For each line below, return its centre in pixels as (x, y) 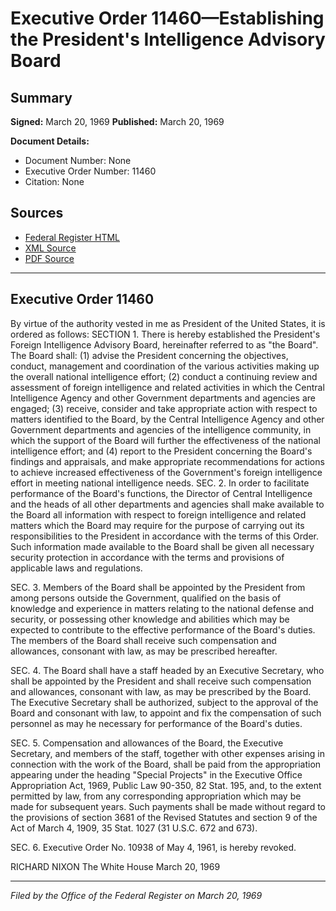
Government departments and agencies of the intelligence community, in (161, 429)
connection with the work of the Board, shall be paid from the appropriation (166, 764)
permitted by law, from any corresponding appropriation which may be (156, 796)
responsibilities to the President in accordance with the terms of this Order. (164, 536)
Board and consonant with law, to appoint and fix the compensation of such (166, 713)
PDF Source (49, 258)
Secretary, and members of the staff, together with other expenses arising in (167, 753)
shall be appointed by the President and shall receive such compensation (161, 681)
